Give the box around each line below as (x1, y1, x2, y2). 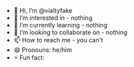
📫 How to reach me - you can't (13, 36, 103, 44)
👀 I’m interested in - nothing (13, 14, 93, 22)
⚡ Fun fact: (13, 53, 45, 62)
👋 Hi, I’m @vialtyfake (13, 7, 73, 14)
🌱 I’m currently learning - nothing (13, 21, 108, 29)
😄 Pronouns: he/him (13, 46, 72, 54)
